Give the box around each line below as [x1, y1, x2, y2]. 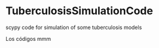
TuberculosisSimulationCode [5, 4, 154, 18]
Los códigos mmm [5, 35, 51, 42]
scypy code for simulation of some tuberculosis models [5, 24, 142, 31]
